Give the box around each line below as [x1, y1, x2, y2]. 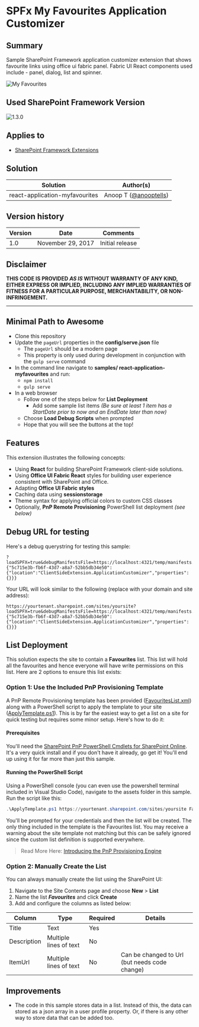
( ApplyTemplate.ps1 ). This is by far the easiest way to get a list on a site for [6, 709, 189, 717]
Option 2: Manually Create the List [6, 862, 107, 870]
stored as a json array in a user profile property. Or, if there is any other [14, 1008, 188, 1015]
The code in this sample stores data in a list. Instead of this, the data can [14, 1001, 192, 1009]
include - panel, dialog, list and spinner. [6, 69, 102, 75]
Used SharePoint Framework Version [6, 97, 145, 108]
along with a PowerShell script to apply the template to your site [6, 703, 162, 710]
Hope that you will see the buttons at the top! [23, 421, 134, 428]
